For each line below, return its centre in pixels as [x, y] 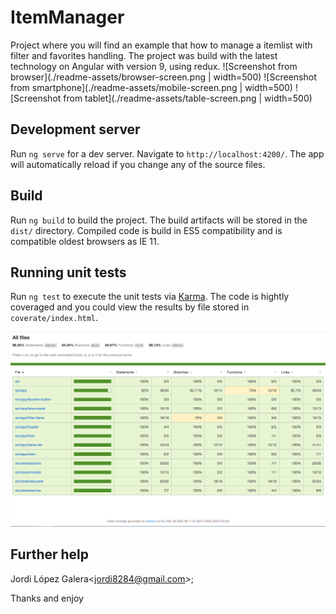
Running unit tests [68, 272]
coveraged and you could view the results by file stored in [130, 307]
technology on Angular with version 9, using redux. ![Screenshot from [154, 66]
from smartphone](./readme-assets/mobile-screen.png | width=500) [151, 87]
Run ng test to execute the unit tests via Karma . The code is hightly [150, 297]
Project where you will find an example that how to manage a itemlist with [161, 45]
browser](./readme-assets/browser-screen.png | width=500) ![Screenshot [163, 77]
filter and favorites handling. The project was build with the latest [144, 55]
